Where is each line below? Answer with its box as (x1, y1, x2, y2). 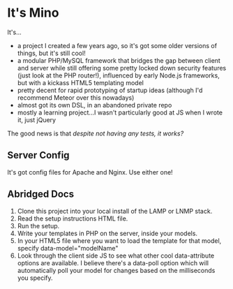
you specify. (17, 274, 53, 282)
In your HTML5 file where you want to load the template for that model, (17, 236, 222, 245)
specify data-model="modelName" (17, 244, 119, 252)
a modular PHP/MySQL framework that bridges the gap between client (17, 56, 221, 64)
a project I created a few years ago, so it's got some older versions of (17, 41, 218, 50)
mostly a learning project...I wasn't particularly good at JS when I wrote (17, 108, 223, 117)
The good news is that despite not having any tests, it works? (7, 129, 184, 138)
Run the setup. (17, 221, 60, 230)
